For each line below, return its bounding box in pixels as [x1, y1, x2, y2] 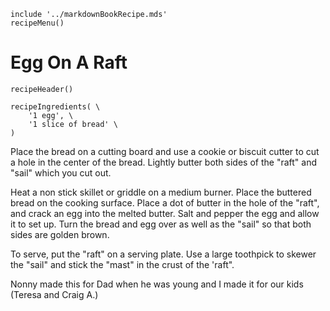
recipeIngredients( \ [10, 101, 101, 112]
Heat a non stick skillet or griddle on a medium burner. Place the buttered [10, 186, 312, 198]
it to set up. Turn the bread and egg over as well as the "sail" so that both [10, 218, 312, 230]
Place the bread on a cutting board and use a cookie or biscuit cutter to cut [10, 145, 320, 157]
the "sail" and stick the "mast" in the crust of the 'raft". [10, 258, 235, 270]
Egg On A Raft [10, 51, 128, 74]
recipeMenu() [10, 18, 65, 28]
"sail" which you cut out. [10, 166, 112, 179]
